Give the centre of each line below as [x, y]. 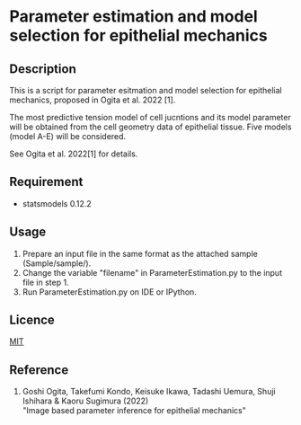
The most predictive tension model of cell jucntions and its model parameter [150, 117]
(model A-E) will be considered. [68, 136]
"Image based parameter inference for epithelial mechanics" [134, 411]
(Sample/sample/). [57, 263]
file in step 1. [45, 282]
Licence [32, 320]
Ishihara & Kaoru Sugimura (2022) [85, 401]
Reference [39, 370]
